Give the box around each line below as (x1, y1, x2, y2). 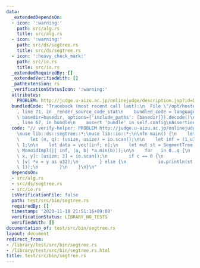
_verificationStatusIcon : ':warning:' (11, 87, 108, 93)
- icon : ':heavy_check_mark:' (11, 53, 86, 59)
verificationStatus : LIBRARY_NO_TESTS (11, 214, 108, 220)
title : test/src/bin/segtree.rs (6, 253, 86, 259)
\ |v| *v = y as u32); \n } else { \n (17, 159, 127, 165)
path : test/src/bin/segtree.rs (11, 198, 89, 204)
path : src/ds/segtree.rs (17, 42, 79, 48)
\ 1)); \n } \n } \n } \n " (17, 164, 97, 170)
